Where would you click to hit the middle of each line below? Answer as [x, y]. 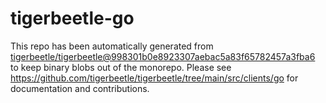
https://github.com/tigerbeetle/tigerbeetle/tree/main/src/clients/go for [154, 78]
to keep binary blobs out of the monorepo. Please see [121, 67]
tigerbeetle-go [72, 18]
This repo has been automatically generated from [112, 46]
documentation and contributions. [80, 88]
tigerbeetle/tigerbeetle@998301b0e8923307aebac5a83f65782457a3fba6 [163, 56]
